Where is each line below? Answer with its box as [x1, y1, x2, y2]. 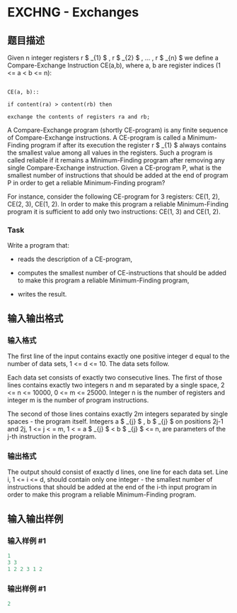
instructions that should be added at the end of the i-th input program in [7, 483, 217, 492]
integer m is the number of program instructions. [7, 395, 149, 404]
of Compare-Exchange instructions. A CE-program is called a [7, 133, 186, 142]
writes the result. [17, 290, 67, 299]
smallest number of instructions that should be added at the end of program [7, 171, 229, 180]
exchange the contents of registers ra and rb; [7, 114, 151, 121]
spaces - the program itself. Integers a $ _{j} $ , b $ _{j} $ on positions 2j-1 [7, 416, 224, 426]
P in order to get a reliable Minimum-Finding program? [7, 179, 166, 187]
